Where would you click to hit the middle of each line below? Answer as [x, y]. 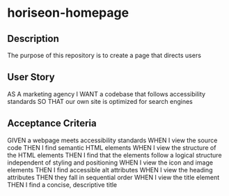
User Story [31, 77]
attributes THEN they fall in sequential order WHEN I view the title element [113, 177]
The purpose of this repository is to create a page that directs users [104, 55]
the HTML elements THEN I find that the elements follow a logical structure [114, 155]
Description [33, 39]
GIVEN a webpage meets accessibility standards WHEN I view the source [112, 140]
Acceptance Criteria [52, 123]
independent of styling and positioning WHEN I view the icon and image [110, 163]
